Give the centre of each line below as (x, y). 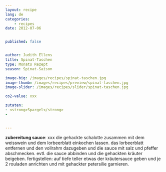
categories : (17, 19)
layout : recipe (21, 10)
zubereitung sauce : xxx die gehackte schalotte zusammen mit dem (75, 137)
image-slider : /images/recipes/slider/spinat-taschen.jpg (67, 87)
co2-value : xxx (21, 96)
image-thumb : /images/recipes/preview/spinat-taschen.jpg (67, 83)
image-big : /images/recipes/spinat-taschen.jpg (56, 78)
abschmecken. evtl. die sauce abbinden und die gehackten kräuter (74, 153)
